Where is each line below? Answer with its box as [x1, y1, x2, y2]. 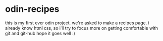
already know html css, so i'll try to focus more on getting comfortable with [5, 25, 159, 31]
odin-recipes [5, 3, 59, 15]
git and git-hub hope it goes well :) [5, 30, 75, 36]
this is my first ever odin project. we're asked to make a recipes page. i [5, 20, 150, 26]
